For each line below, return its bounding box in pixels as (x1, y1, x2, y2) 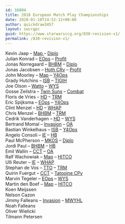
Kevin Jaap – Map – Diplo (5, 50, 59, 56)
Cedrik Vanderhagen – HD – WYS (5, 115, 76, 121)
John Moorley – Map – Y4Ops (5, 72, 68, 78)
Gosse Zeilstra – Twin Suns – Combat (5, 88, 84, 94)
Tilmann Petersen (5, 213, 43, 219)
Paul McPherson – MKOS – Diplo (5, 137, 74, 144)
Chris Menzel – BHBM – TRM (5, 110, 66, 116)
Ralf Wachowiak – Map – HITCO (5, 153, 72, 159)
